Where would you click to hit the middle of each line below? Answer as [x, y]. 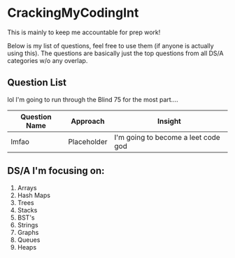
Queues [29, 240]
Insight [169, 121]
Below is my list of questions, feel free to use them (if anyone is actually [111, 45]
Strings [28, 224]
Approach [88, 121]
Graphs [28, 232]
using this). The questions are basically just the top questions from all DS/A [115, 53]
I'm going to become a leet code [167, 137]
